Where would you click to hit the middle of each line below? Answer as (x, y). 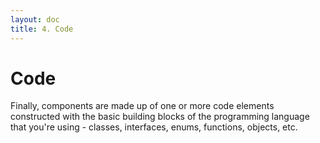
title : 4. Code (42, 29)
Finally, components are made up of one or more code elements (142, 106)
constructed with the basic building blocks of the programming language (160, 117)
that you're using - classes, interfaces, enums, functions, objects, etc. (154, 127)
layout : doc (35, 19)
